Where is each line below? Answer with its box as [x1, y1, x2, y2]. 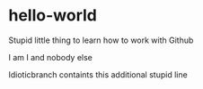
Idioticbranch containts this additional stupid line [8, 69, 188, 80]
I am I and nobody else [8, 52, 93, 62]
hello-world [8, 5, 98, 26]
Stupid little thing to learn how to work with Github [8, 35, 194, 45]
